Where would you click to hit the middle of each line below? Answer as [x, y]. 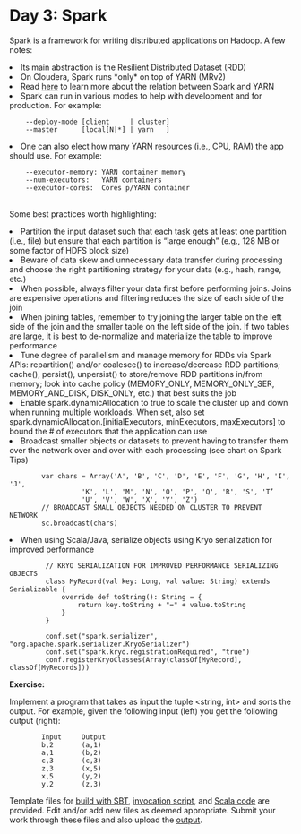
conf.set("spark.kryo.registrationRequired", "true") [148, 652]
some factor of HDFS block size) [69, 250]
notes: [21, 49]
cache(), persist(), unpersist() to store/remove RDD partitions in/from [136, 374]
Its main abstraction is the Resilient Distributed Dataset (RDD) [133, 67]
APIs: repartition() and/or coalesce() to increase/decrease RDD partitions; [145, 365]
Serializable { [38, 589]
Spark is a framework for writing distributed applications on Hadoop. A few [147, 40]
